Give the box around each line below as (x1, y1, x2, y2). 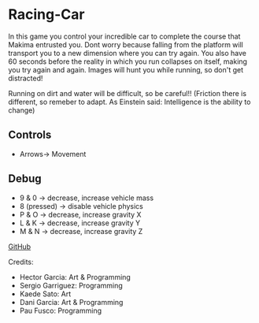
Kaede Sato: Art (19, 289, 72, 299)
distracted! (8, 73, 43, 83)
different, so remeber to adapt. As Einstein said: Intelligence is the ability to (8, 97, 251, 106)
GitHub (8, 242, 31, 251)
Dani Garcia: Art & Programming (19, 297, 124, 306)
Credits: (8, 257, 34, 266)
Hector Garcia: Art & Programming (19, 272, 131, 281)
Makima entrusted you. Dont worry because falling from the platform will (8, 39, 244, 49)
